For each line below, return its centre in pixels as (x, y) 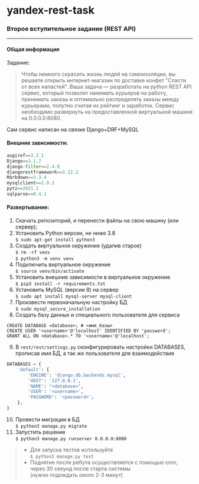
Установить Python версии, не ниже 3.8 (65, 233)
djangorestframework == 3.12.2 (43, 172)
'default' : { (33, 370)
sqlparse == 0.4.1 (27, 194)
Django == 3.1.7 (24, 161)
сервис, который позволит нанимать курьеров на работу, (94, 93)
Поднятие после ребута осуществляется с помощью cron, (104, 462)
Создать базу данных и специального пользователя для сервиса (97, 315)
